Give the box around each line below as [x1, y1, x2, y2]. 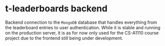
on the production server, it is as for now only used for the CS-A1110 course [5, 30, 159, 36]
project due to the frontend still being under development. [5, 35, 123, 41]
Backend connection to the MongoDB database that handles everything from [5, 19, 158, 25]
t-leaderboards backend [5, 3, 108, 14]
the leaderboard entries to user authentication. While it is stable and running [5, 24, 161, 30]
